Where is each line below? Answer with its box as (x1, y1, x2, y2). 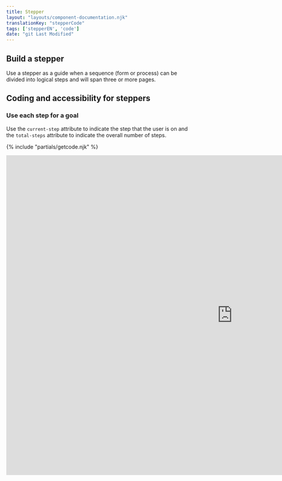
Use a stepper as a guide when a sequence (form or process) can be (6, 69, 178, 76)
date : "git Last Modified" (6, 31, 74, 37)
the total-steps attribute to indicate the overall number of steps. (6, 131, 167, 138)
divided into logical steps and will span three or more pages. (6, 76, 156, 83)
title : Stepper (6, 8, 45, 15)
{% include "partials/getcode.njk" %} (6, 143, 98, 151)
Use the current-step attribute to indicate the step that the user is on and (6, 125, 188, 132)
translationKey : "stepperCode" (6, 20, 85, 26)
